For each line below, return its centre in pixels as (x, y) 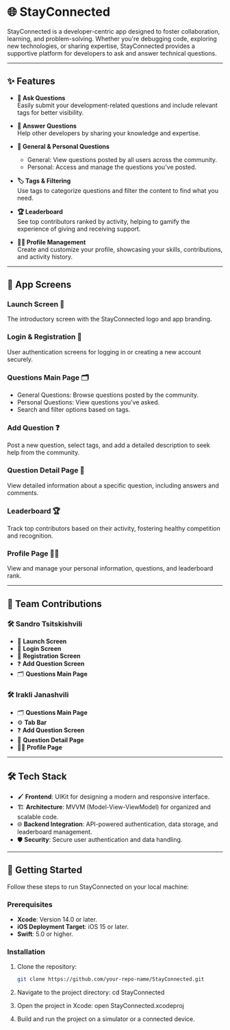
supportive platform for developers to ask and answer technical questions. (112, 53)
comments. (23, 492)
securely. (20, 359)
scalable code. (38, 817)
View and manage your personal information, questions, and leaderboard (110, 569)
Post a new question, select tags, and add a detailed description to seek (108, 445)
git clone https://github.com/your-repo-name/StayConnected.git (111, 979)
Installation (26, 952)
